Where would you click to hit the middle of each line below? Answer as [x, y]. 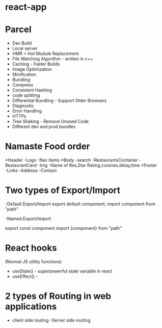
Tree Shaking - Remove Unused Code [51, 121]
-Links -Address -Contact [31, 170]
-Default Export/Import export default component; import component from [80, 204]
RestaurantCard [21, 165]
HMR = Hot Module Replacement [45, 54]
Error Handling [27, 111]
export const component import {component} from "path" [64, 228]
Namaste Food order [48, 147]
